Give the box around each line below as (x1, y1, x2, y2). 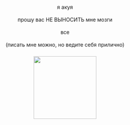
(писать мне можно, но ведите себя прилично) (5, 41, 125, 48)
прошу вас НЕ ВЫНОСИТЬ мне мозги (17, 16, 113, 23)
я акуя (57, 4, 73, 11)
